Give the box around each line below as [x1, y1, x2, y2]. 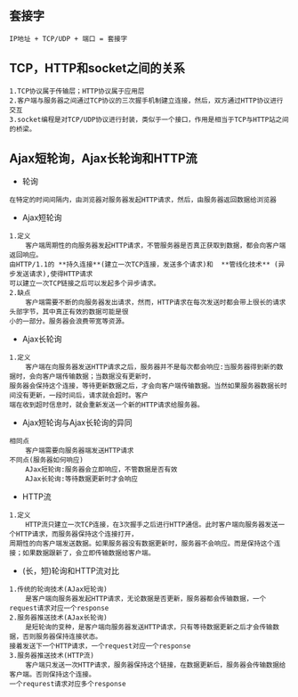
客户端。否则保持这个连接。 [9, 670, 96, 679]
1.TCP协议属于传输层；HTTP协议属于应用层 [9, 86, 145, 95]
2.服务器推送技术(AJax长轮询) [9, 613, 109, 622]
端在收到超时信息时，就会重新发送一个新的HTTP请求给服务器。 [9, 400, 205, 410]
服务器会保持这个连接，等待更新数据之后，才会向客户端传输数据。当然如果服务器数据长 [9, 381, 281, 390]
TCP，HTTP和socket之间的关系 [9, 61, 185, 76]
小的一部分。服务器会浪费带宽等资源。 [9, 317, 129, 326]
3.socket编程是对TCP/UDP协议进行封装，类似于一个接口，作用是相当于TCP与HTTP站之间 [9, 115, 289, 124]
